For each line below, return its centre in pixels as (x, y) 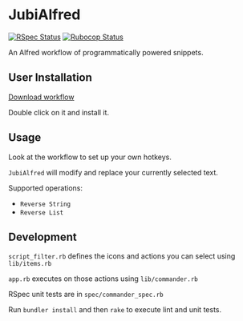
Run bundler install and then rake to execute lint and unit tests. (115, 310)
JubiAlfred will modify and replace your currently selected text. (113, 172)
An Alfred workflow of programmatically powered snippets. (106, 52)
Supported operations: (45, 188)
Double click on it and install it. (59, 112)
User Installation (50, 78)
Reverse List (42, 213)
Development (43, 237)
